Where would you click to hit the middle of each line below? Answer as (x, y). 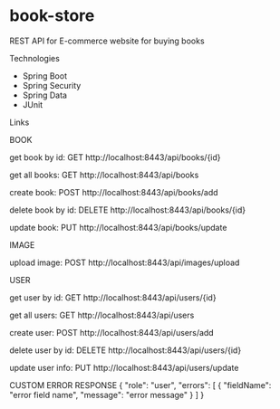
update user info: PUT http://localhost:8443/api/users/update (124, 367)
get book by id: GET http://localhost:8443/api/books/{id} (115, 157)
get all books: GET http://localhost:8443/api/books (104, 175)
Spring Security (52, 85)
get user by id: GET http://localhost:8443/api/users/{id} (113, 297)
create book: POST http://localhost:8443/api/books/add (114, 192)
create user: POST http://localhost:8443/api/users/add (112, 332)
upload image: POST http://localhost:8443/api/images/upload (125, 262)
